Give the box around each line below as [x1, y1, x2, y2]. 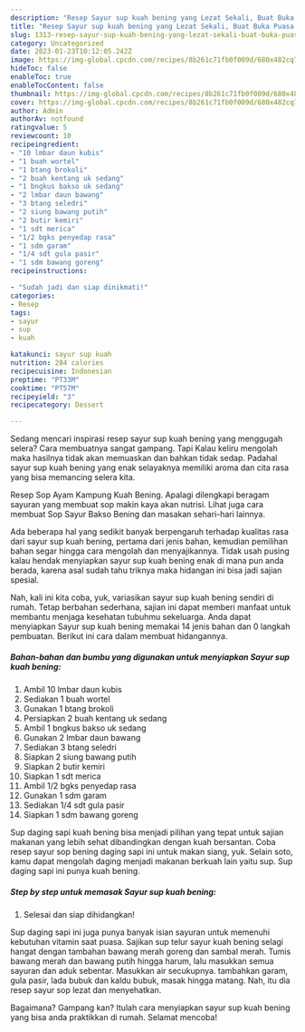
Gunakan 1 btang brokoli [23, 703, 114, 714]
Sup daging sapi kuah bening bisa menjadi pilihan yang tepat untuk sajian [10, 827, 284, 838]
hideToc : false [10, 64, 68, 74]
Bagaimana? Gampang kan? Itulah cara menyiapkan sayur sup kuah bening [10, 1002, 291, 1013]
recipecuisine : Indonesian [10, 367, 112, 376]
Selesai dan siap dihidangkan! [23, 909, 135, 920]
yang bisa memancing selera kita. [10, 472, 136, 483]
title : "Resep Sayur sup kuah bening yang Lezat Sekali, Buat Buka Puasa [10, 22, 295, 31]
